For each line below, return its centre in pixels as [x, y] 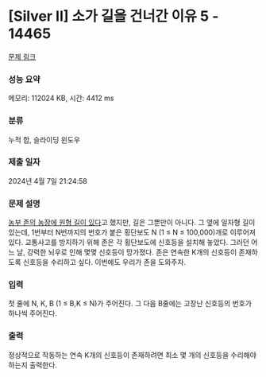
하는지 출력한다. [33, 365]
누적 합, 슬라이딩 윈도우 [44, 139]
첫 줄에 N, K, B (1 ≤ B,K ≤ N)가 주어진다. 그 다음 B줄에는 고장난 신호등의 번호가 [130, 304]
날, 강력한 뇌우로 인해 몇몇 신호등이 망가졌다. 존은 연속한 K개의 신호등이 [127, 252]
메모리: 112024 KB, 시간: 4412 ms [61, 98]
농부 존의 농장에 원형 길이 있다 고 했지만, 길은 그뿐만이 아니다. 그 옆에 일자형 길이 [132, 223]
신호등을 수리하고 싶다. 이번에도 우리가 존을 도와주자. [104, 262]
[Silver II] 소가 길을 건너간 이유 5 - [114, 16]
